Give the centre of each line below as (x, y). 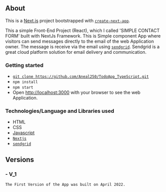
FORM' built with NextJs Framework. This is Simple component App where (83, 36)
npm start (23, 88)
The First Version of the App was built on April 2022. (65, 185)
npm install (25, 82)
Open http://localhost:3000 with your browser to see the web (76, 92)
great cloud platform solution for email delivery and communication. (76, 52)
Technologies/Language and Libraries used (60, 111)
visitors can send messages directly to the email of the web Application (80, 41)
